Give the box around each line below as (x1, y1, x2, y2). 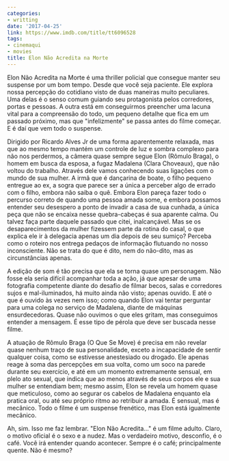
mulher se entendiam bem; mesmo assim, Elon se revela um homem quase (7, 382, 218, 390)
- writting (7, 16, 38, 23)
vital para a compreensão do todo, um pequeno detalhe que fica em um (7, 109, 209, 118)
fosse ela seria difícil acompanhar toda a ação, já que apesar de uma (7, 274, 202, 282)
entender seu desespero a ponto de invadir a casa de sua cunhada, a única (7, 202, 219, 211)
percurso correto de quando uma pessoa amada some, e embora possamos (7, 196, 221, 204)
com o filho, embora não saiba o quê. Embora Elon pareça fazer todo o (7, 188, 206, 196)
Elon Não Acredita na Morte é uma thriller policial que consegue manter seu (7, 73, 221, 81)
